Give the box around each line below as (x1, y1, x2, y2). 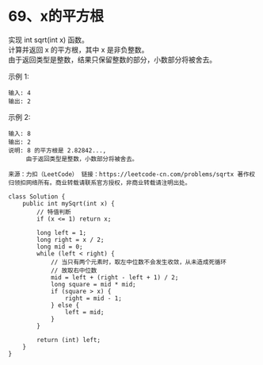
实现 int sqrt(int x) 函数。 (8, 35, 90, 44)
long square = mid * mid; (50, 280, 136, 288)
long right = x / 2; (36, 236, 105, 244)
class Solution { (8, 192, 66, 201)
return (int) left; (36, 336, 101, 344)
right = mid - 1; (64, 294, 123, 302)
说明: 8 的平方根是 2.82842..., (8, 146, 107, 155)
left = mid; (64, 308, 105, 316)
